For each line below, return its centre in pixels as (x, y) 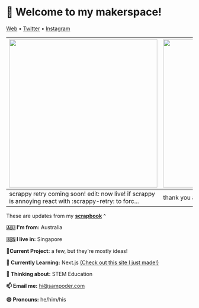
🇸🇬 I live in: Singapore (34, 239)
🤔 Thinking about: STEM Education (49, 274)
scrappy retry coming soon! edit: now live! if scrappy (82, 194)
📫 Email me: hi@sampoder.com (45, 285)
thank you (177, 197)
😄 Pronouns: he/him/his (36, 299)
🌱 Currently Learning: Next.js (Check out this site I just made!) (83, 262)
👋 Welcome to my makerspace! (84, 12)
